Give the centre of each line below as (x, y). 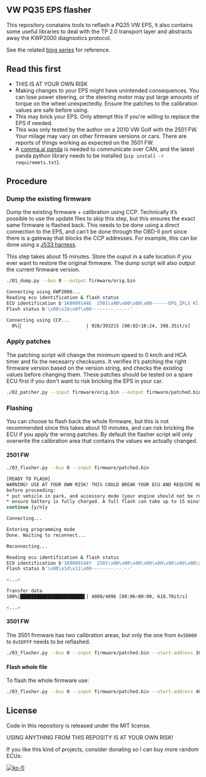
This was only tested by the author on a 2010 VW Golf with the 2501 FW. (106, 129)
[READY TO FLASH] (29, 479)
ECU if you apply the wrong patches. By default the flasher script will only (100, 434)
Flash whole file (27, 667)
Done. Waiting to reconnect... (46, 535)
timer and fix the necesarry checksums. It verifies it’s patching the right (97, 361)
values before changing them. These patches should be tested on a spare (100, 374)
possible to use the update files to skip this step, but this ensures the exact (101, 219)
